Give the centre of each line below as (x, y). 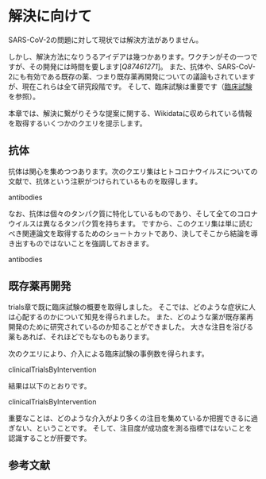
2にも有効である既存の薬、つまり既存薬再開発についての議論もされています (132, 76)
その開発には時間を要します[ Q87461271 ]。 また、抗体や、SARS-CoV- (142, 66)
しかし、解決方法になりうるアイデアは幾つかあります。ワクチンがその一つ (129, 56)
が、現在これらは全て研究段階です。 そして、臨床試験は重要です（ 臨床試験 (130, 86)
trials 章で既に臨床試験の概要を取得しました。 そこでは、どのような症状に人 (132, 307)
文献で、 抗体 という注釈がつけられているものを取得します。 (105, 181)
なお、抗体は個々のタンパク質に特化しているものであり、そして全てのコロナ (133, 213)
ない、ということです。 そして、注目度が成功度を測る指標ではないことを (133, 428)
